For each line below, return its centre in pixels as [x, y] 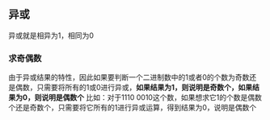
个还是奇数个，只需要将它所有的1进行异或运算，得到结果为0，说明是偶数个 [133, 108]
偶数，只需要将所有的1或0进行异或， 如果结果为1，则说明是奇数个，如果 [134, 88]
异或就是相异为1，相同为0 [51, 35]
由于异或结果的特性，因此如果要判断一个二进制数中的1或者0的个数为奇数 [129, 77]
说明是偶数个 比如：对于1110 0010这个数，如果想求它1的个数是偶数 [152, 97]
